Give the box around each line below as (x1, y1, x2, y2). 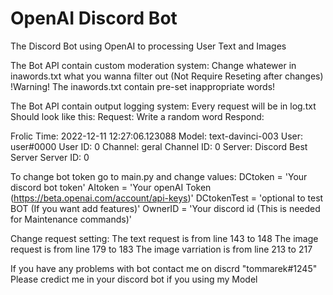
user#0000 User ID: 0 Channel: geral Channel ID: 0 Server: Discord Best (10, 140, 308, 152)
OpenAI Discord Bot (10, 7, 178, 30)
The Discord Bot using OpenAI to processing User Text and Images (10, 40, 287, 52)
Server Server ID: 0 (10, 151, 90, 163)
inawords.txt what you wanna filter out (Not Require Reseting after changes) (10, 70, 324, 82)
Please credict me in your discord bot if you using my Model (10, 273, 258, 285)
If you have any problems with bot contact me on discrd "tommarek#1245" (10, 262, 318, 274)
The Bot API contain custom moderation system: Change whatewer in (10, 59, 297, 71)
